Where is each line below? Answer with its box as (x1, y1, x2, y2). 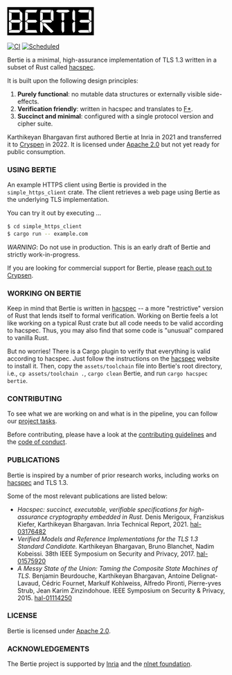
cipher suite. (17, 119, 53, 128)
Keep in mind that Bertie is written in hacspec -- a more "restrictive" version (7, 304, 224, 312)
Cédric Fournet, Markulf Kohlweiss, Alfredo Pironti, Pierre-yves (41, 579, 222, 587)
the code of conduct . (7, 438, 67, 446)
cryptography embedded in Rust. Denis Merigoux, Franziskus (49, 513, 225, 521)
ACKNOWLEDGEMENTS (7, 644, 90, 653)
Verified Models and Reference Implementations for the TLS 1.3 (17, 534, 199, 543)
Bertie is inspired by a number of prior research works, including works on (7, 471, 220, 479)
